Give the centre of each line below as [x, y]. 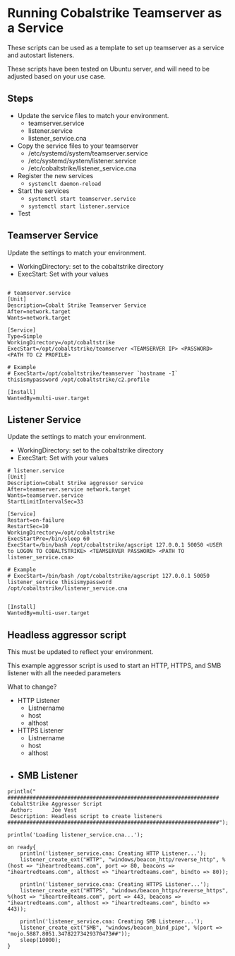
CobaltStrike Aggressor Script [56, 804]
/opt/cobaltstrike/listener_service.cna [68, 588]
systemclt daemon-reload [65, 184]
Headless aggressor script [67, 635]
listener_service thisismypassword [60, 582]
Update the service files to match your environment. [93, 115]
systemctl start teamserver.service [82, 199]
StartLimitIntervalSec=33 [45, 502]
